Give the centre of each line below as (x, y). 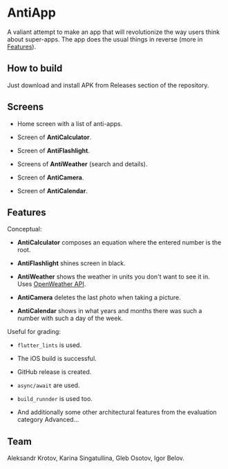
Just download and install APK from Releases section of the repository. (108, 85)
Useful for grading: (34, 332)
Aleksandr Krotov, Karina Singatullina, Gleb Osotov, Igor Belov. (96, 458)
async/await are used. (48, 385)
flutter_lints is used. (49, 345)
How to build (35, 68)
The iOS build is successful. (57, 359)
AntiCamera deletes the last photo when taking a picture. (99, 298)
